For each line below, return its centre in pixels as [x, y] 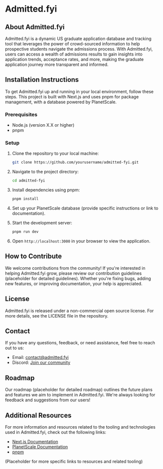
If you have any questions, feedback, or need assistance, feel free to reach [80, 343]
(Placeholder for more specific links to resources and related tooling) [74, 461]
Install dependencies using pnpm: [46, 190]
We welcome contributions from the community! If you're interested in [75, 268]
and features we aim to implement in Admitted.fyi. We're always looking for [80, 395]
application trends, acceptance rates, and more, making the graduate [74, 59]
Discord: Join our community [41, 363]
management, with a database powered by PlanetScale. [61, 102]
